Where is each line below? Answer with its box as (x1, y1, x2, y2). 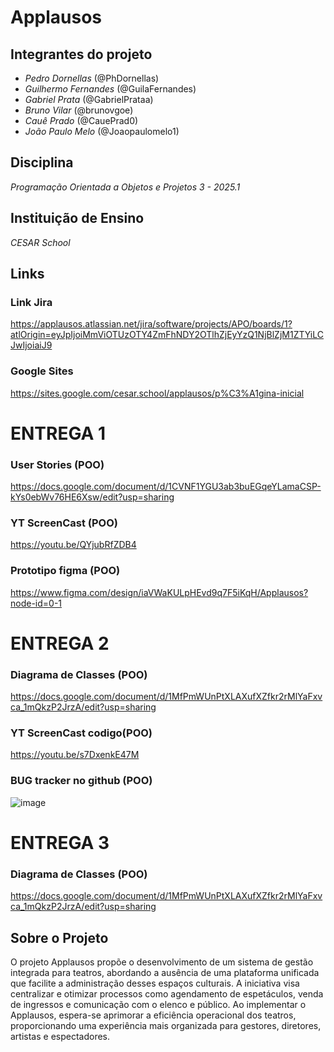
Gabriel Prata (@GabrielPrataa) (24, 94, 154, 105)
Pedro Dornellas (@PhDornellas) (24, 72, 160, 84)
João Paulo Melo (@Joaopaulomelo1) (24, 126, 180, 137)
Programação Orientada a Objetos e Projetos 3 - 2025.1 (10, 181, 241, 193)
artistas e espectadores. (10, 1031, 111, 1043)
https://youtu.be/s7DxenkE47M (10, 749, 140, 761)
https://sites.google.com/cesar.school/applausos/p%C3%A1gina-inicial (10, 387, 305, 399)
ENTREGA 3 (10, 831, 110, 854)
